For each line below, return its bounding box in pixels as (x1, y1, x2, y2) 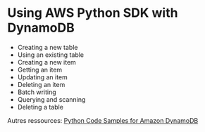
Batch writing (17, 88, 56, 96)
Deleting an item (17, 80, 66, 88)
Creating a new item (17, 58, 76, 66)
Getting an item (17, 65, 63, 74)
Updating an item (17, 72, 68, 81)
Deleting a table (17, 103, 63, 111)
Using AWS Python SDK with (7, 5, 178, 21)
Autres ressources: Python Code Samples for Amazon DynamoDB (7, 116, 199, 124)
